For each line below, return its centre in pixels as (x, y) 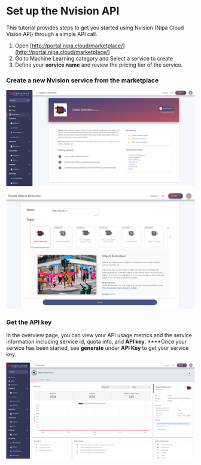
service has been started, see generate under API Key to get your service (98, 348)
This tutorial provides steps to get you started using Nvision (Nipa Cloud (95, 28)
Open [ (23, 46)
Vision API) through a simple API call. (52, 34)
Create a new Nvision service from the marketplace (83, 80)
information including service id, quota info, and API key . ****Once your (97, 342)
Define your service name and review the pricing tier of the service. (99, 65)
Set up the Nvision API (63, 11)
